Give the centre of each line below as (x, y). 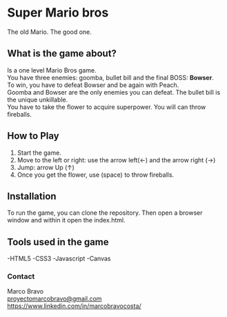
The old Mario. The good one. (49, 32)
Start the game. (39, 153)
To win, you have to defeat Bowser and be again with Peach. (93, 85)
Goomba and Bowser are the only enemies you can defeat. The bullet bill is (114, 92)
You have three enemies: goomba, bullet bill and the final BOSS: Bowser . (110, 77)
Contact (21, 276)
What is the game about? (62, 54)
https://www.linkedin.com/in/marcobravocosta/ (74, 306)
